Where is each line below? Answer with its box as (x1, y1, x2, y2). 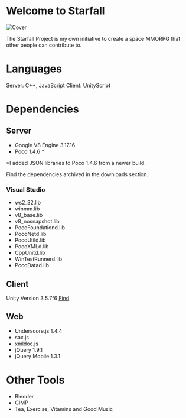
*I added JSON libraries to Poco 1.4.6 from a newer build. (6, 159, 146, 166)
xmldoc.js (14, 340, 38, 347)
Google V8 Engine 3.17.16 (14, 141, 76, 148)
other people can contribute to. (6, 41, 82, 48)
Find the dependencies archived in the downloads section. (6, 170, 149, 178)
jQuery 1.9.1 (14, 346, 43, 353)
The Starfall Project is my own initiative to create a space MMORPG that (6, 35, 181, 42)
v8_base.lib (14, 212, 43, 219)
